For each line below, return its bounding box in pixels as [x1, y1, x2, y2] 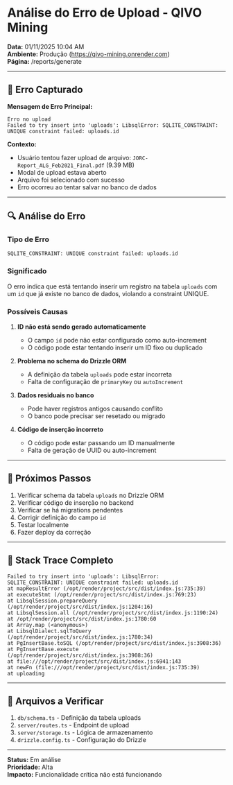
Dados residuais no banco [17, 391, 94, 399]
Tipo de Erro [7, 234, 50, 244]
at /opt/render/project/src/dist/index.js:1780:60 [7, 615, 157, 622]
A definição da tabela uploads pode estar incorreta [27, 370, 172, 379]
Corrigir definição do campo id [17, 513, 106, 521]
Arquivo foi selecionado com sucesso [17, 175, 125, 184]
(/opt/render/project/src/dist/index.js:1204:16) [7, 603, 154, 610]
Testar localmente [17, 520, 69, 528]
